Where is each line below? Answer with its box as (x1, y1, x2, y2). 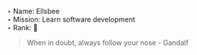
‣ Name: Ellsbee (7, 7, 60, 15)
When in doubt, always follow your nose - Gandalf (26, 38, 189, 47)
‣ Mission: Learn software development (7, 15, 136, 24)
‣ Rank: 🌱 (7, 23, 38, 32)
